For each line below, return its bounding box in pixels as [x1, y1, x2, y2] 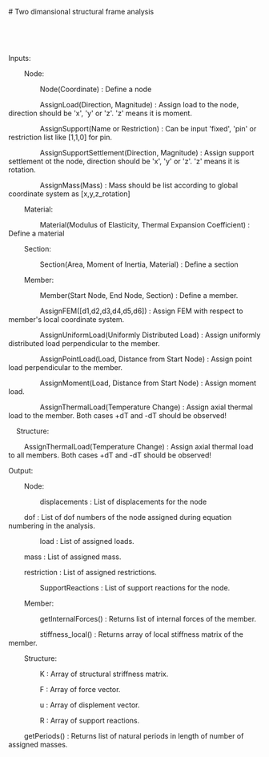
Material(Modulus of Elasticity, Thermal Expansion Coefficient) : [39, 220, 251, 229]
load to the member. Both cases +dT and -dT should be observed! [8, 411, 227, 420]
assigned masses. [8, 740, 68, 749]
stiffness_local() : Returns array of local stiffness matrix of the [39, 630, 244, 639]
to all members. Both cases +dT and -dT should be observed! [8, 450, 212, 460]
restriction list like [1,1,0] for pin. [8, 132, 112, 142]
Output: [8, 466, 34, 475]
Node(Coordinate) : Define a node [39, 84, 152, 94]
